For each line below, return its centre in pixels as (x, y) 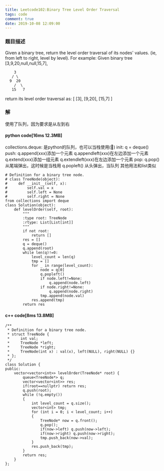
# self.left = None (34, 192)
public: (13, 369)
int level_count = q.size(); (61, 403)
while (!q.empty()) (43, 395)
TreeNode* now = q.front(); (69, 421)
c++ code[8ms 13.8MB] (29, 315)
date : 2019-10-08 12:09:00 (33, 23)
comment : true (20, 19)
